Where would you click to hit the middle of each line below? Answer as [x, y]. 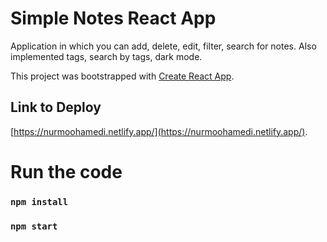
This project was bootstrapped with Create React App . [122, 76]
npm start [34, 226]
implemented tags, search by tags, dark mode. [106, 56]
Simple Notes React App [113, 18]
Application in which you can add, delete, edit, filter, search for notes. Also [163, 46]
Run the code [66, 171]
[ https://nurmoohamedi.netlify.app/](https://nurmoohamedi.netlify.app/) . [159, 131]
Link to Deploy [56, 107]
